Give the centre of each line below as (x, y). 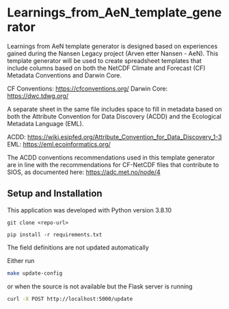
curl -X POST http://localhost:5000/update (70, 299)
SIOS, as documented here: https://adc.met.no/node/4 (84, 172)
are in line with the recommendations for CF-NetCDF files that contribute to (113, 164)
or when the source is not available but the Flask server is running (100, 286)
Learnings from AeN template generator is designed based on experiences (112, 46)
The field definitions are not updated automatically (78, 247)
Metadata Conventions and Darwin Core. (64, 75)
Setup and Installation (55, 194)
